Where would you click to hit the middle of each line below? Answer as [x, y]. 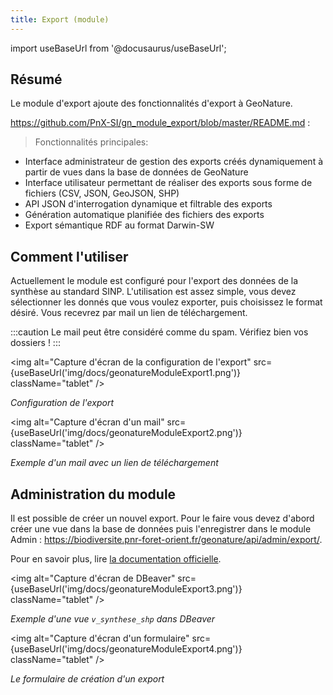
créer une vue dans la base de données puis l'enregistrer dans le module [161, 529]
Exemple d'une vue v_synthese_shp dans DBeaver [113, 619]
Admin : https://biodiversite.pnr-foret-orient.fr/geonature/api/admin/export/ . [166, 540]
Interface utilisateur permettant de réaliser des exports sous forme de [168, 183]
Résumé [36, 79]
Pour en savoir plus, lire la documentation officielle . [116, 559]
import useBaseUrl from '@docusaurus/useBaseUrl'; [118, 48]
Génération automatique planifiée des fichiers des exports [144, 215]
